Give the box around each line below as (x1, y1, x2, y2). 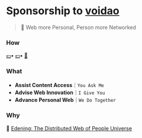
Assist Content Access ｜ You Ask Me (14, 81, 105, 88)
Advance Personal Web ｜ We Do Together (14, 96, 117, 103)
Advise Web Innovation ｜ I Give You (14, 89, 105, 96)
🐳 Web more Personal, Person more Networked (20, 24, 136, 31)
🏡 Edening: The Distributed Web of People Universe (6, 124, 132, 131)
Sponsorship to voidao (6, 4, 120, 18)
